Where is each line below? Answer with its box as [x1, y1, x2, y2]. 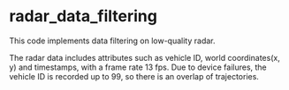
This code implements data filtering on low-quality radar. [9, 35, 216, 46]
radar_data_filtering [9, 6, 157, 26]
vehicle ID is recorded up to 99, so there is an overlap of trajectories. [9, 71, 259, 81]
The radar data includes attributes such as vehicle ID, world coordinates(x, [9, 52, 280, 63]
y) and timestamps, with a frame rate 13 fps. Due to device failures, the [9, 62, 267, 72]
